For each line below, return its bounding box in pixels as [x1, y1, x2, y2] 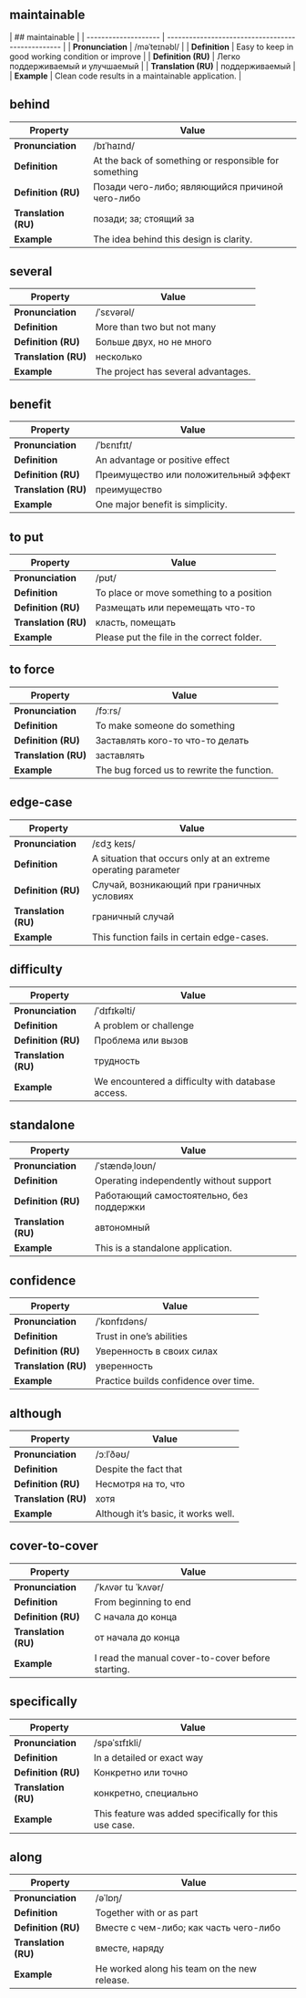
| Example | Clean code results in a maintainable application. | [9, 70, 242, 81]
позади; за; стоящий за [92, 212, 195, 224]
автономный [94, 1222, 150, 1234]
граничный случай [92, 910, 175, 922]
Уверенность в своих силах [95, 1345, 219, 1358]
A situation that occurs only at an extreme [92, 852, 270, 865]
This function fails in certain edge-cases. [92, 931, 269, 943]
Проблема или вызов [94, 1034, 189, 1046]
